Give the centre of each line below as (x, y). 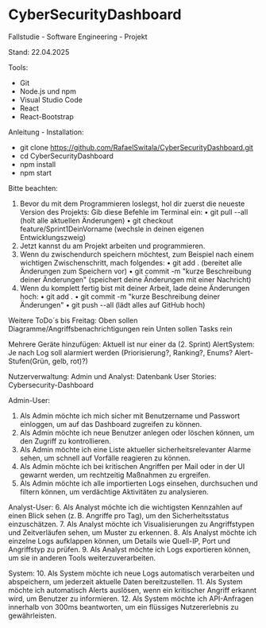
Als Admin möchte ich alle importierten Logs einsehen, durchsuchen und (139, 483)
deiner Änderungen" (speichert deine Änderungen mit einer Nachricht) (135, 279)
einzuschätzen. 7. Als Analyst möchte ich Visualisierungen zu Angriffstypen (131, 524)
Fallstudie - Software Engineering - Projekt (78, 37)
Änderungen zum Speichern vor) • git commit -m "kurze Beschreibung (135, 271)
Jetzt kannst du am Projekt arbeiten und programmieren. (112, 246)
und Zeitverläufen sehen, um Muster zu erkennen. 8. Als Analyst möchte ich (132, 532)
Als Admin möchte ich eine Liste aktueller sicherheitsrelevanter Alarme (135, 449)
